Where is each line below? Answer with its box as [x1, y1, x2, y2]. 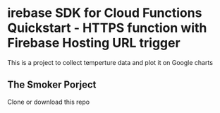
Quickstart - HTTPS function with [7, 20, 207, 36]
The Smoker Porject [7, 79, 97, 91]
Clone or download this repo [7, 97, 90, 106]
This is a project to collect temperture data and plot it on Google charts [7, 58, 214, 66]
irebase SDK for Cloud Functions [7, 5, 202, 21]
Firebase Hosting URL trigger [7, 35, 181, 51]
